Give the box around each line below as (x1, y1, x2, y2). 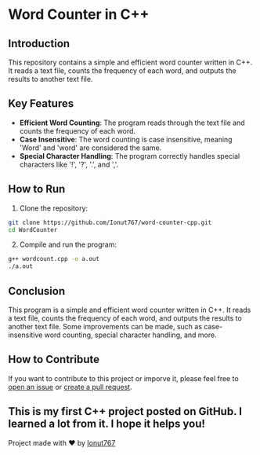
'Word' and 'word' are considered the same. (19, 143, 162, 152)
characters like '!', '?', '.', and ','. (19, 160, 119, 169)
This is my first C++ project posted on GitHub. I (8, 405, 243, 418)
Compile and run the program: (19, 240, 117, 249)
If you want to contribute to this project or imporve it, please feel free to (8, 373, 239, 383)
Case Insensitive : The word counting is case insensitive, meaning (19, 134, 233, 144)
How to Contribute (8, 353, 100, 366)
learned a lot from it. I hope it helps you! (8, 417, 206, 431)
